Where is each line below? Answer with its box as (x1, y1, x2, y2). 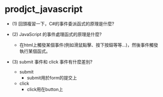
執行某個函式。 (19, 48, 50, 54)
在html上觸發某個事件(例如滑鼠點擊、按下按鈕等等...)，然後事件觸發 (19, 41, 158, 48)
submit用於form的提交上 (26, 74, 77, 80)
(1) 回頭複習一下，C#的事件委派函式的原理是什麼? (11, 20, 114, 26)
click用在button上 (26, 86, 63, 92)
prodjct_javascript (4, 3, 83, 15)
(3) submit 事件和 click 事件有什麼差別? (11, 58, 93, 64)
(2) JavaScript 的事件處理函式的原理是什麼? (11, 31, 102, 37)
